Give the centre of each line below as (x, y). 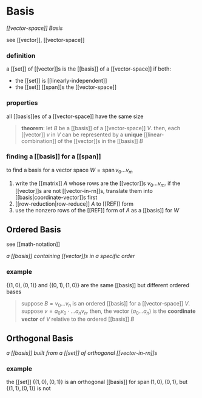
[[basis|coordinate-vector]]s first (56, 197)
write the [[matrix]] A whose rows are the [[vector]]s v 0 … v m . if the (98, 184)
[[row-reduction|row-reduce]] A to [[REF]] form (74, 204)
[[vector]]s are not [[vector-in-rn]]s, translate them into (84, 191)
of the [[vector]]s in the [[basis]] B (100, 141)
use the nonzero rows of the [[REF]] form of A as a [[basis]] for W (97, 211)
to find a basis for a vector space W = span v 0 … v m (70, 170)
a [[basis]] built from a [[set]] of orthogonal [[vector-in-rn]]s (82, 353)
